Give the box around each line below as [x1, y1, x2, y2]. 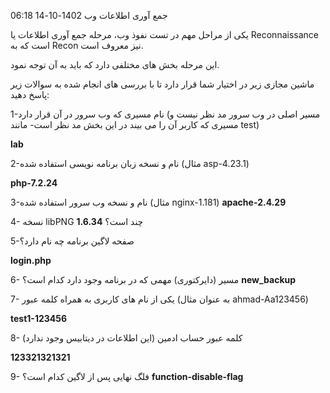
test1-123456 [10, 313, 68, 324]
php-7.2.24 [10, 177, 58, 189]
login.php [10, 255, 52, 266]
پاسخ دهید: [10, 89, 50, 100]
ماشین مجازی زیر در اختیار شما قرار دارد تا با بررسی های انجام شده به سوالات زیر [10, 78, 315, 90]
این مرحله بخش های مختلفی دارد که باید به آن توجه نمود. [10, 59, 220, 70]
